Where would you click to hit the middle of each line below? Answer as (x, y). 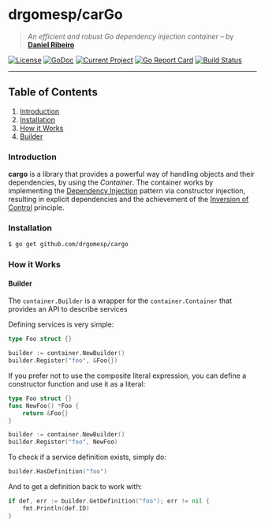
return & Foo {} (45, 413)
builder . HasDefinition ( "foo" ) (58, 472)
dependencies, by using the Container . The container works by (111, 182)
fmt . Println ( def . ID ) (56, 508)
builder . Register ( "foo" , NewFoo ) (63, 442)
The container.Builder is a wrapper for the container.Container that (120, 301)
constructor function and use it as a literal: (77, 383)
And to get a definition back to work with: (75, 487)
